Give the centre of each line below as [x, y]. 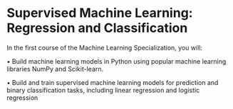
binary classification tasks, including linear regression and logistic [103, 90]
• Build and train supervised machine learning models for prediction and [113, 82]
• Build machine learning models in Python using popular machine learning [116, 61]
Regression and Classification [97, 28]
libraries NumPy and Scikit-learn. [55, 69]
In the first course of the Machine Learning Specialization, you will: [104, 47]
